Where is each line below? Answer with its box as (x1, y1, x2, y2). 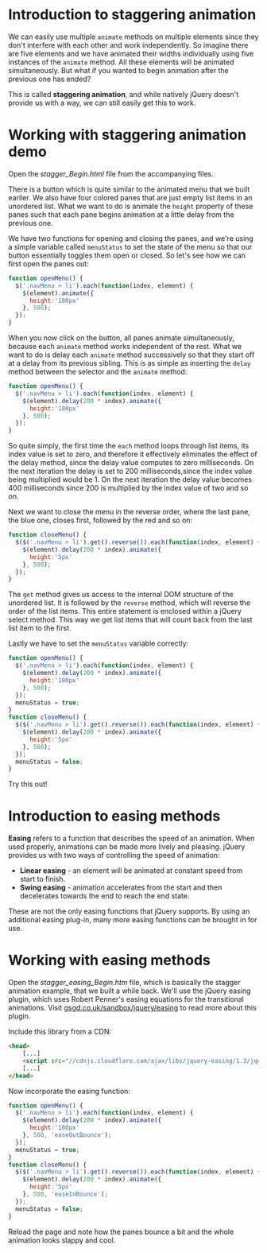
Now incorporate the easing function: (8, 1086, 131, 1096)
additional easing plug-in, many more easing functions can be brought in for (8, 915, 257, 925)
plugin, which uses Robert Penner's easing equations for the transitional (8, 995, 244, 1004)
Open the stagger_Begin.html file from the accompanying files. (8, 169, 214, 178)
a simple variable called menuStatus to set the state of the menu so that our (8, 242, 253, 251)
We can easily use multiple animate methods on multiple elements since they (8, 32, 259, 41)
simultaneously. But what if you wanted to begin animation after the (8, 65, 229, 75)
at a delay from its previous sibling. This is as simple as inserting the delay (8, 359, 251, 367)
